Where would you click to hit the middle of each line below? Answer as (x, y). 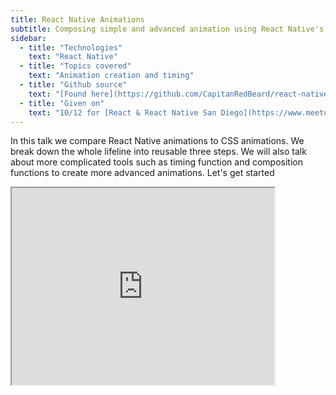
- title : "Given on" (62, 103)
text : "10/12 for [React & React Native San (122, 112)
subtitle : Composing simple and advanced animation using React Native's (167, 29)
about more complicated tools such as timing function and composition (156, 162)
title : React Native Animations (77, 19)
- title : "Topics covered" (75, 66)
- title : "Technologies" (71, 47)
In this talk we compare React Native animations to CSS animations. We (157, 141)
